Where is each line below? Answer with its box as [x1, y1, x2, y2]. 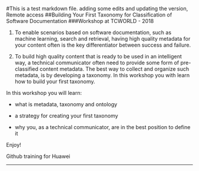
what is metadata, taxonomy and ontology [14, 101, 117, 108]
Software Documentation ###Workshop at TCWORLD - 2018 [6, 18, 154, 24]
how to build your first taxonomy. [14, 78, 95, 85]
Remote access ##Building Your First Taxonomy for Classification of [6, 11, 172, 18]
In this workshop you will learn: [6, 90, 82, 96]
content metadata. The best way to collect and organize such [39, 65, 190, 73]
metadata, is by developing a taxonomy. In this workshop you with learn [14, 72, 190, 78]
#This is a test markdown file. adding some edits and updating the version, [6, 5, 188, 12]
